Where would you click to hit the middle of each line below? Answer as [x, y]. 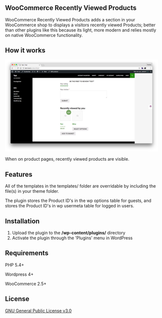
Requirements [27, 253]
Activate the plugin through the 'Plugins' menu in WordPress [72, 238]
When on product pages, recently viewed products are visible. [67, 159]
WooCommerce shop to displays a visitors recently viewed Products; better [81, 25]
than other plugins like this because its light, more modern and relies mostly [81, 30]
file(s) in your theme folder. [32, 191]
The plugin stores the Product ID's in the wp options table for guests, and [78, 201]
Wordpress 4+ [19, 274]
